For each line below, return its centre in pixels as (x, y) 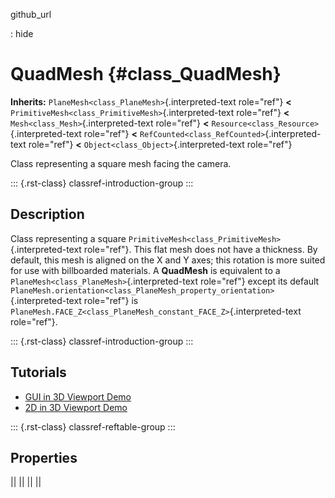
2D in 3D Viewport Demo (76, 407)
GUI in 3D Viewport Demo (78, 396)
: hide (22, 33)
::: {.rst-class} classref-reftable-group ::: (93, 426)
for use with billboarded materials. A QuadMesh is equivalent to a (145, 270)
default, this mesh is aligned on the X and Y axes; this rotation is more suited (168, 260)
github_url (31, 14)
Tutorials (38, 372)
